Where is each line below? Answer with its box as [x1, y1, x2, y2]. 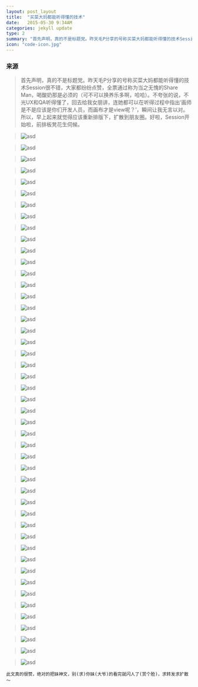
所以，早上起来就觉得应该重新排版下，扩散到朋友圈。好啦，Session [20, 113, 184, 121]
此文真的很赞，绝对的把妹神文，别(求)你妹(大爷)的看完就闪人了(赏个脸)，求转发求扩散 [6, 671, 189, 678]
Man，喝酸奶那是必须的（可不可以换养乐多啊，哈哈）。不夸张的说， [20, 91, 184, 99]
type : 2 [6, 31, 25, 37]
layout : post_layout [6, 8, 57, 15]
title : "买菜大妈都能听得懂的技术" [6, 14, 85, 20]
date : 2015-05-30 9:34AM [6, 19, 72, 25]
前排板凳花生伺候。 [36, 121, 83, 128]
